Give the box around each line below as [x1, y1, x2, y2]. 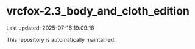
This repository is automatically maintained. [6, 36, 116, 43]
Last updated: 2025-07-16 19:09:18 [6, 24, 94, 31]
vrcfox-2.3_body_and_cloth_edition [6, 4, 190, 18]
